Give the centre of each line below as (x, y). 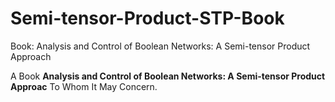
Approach (31, 56)
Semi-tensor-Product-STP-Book (147, 18)
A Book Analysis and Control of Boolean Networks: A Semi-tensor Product (168, 76)
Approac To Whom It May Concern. (84, 86)
